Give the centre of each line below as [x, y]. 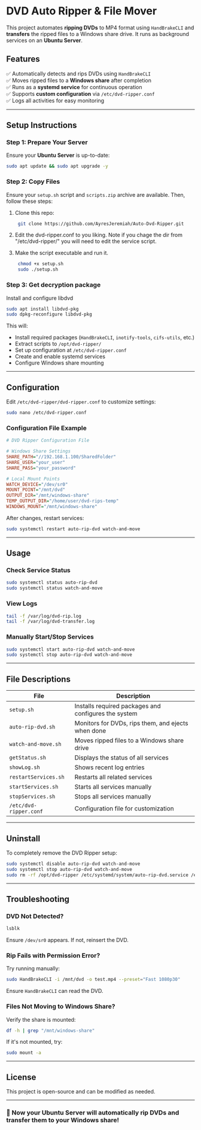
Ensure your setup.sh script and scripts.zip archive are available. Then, [96, 195]
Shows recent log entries [109, 767]
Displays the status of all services [121, 758]
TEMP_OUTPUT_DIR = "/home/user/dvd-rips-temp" [63, 501]
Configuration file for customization [124, 809]
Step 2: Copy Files [33, 182]
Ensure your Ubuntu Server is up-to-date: [58, 155]
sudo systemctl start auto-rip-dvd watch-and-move [71, 649]
